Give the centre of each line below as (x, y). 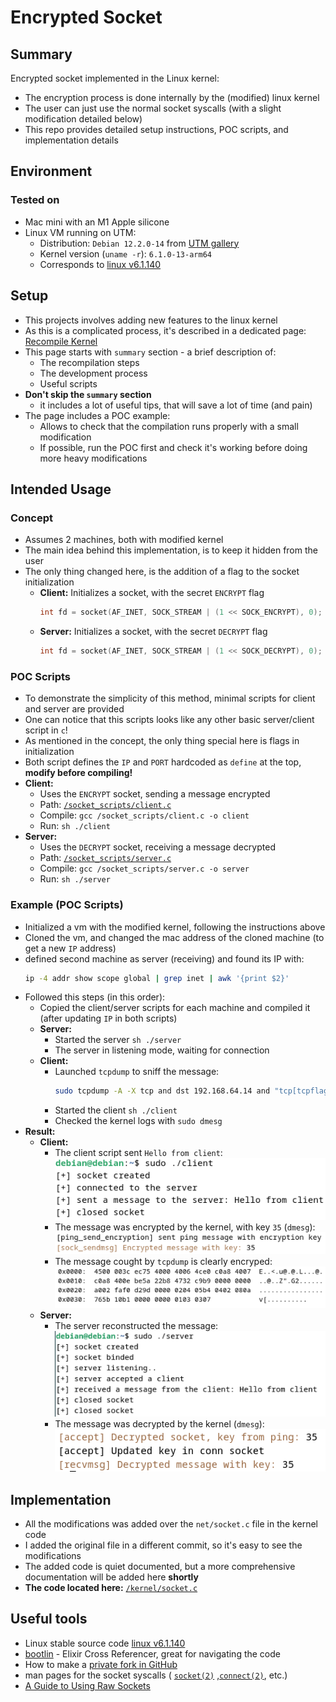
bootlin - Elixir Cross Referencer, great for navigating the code (152, 1653)
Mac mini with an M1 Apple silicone (97, 222)
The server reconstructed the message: (136, 1325)
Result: (40, 1132)
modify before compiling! (78, 773)
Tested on (35, 200)
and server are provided (74, 709)
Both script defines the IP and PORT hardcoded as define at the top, (163, 762)
